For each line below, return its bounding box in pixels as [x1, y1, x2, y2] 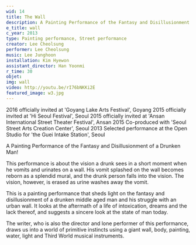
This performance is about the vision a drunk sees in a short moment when [6, 160, 187, 167]
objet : [6, 74, 22, 80]
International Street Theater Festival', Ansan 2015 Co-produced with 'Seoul [6, 118, 187, 126]
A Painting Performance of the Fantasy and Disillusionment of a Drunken [6, 142, 181, 149]
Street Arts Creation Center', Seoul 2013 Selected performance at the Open [6, 125, 187, 132]
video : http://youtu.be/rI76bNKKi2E [6, 85, 95, 91]
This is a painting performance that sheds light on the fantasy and [6, 189, 165, 196]
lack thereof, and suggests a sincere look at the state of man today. [6, 208, 169, 215]
